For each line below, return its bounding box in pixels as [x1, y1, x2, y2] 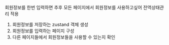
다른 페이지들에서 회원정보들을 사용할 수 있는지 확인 [12, 34, 116, 40]
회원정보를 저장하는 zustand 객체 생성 [12, 22, 88, 27]
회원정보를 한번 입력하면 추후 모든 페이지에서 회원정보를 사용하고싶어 [5, 5, 142, 10]
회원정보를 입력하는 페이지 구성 [12, 28, 74, 34]
